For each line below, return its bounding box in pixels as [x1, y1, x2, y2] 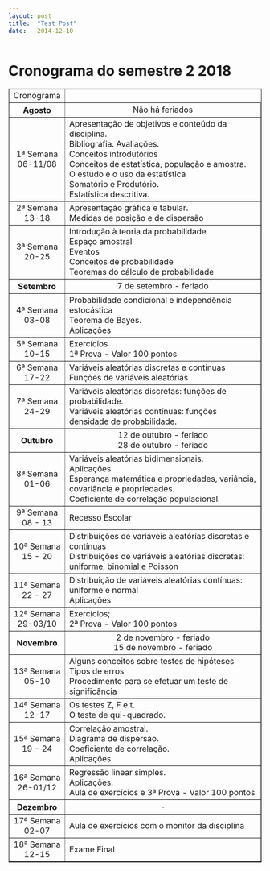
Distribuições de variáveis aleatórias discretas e [68, 531, 250, 542]
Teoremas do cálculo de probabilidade [68, 267, 215, 278]
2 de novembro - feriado [116, 632, 211, 643]
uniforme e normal [68, 585, 139, 596]
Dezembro [17, 802, 58, 813]
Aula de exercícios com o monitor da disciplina [68, 820, 245, 832]
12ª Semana [13, 608, 61, 620]
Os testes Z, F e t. [68, 699, 135, 711]
